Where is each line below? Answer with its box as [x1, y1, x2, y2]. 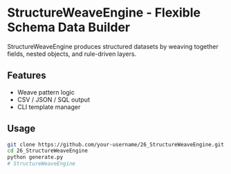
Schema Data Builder [7, 19, 130, 35]
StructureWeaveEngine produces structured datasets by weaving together [7, 42, 219, 50]
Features [7, 70, 46, 81]
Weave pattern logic [17, 88, 75, 96]
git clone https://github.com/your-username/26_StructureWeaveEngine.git [7, 141, 225, 148]
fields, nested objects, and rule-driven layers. [7, 50, 137, 58]
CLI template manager [17, 102, 81, 111]
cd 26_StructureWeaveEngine [7, 147, 89, 155]
